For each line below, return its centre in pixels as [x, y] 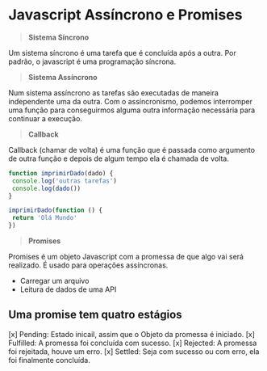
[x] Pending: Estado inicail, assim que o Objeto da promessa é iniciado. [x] [132, 334]
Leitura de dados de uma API [68, 289]
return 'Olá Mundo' [45, 218]
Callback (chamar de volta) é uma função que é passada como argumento [132, 150]
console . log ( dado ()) [46, 188]
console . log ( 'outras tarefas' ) [64, 181]
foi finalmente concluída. [50, 360]
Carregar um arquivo [54, 281]
